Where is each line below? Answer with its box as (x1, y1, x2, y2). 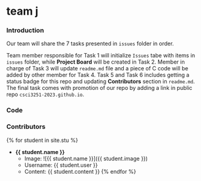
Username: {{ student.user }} (24, 161, 98, 169)
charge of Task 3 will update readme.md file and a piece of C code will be (6, 65, 189, 72)
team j (6, 4, 39, 18)
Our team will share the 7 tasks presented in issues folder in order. (6, 40, 174, 47)
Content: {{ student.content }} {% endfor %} (24, 168, 137, 175)
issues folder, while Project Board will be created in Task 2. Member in (6, 58, 185, 65)
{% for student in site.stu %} (6, 136, 78, 144)
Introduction (6, 26, 44, 35)
